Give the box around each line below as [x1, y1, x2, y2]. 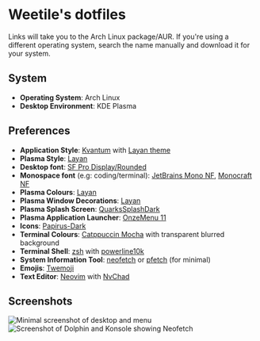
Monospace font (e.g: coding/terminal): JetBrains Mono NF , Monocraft [19, 170, 252, 180]
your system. [8, 48, 52, 58]
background [19, 238, 59, 247]
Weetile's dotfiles [8, 6, 127, 24]
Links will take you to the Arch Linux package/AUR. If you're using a [8, 32, 229, 41]
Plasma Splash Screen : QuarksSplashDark [19, 204, 160, 213]
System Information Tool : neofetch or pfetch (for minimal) [19, 255, 212, 264]
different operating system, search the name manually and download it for [8, 40, 250, 49]
